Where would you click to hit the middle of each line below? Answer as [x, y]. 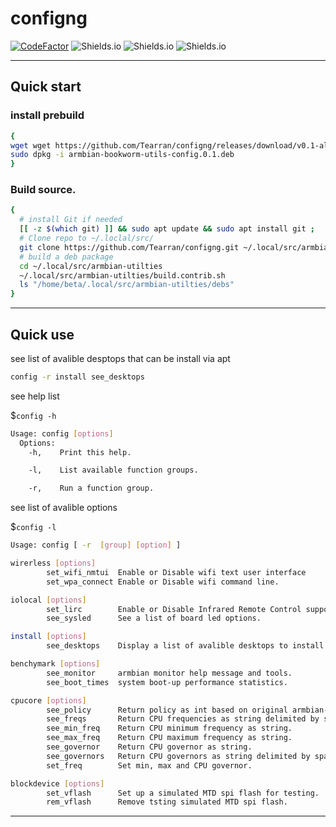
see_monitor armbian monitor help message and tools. [169, 673]
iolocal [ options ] [48, 600]
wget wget [31, 145]
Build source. [43, 190]
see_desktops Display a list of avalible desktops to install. [187, 646]
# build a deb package [66, 257]
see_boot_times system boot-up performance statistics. [167, 682]
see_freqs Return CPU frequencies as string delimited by [183, 719]
